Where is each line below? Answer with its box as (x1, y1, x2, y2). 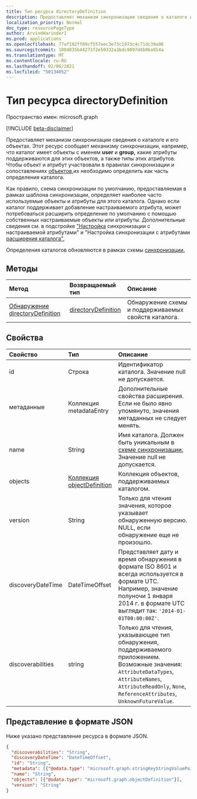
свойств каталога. (127, 313, 179, 321)
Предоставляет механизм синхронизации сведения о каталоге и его (6, 136, 179, 143)
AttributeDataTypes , (118, 667, 174, 676)
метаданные (9, 403, 45, 411)
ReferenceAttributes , (118, 689, 177, 697)
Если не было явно (118, 399, 172, 407)
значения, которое (118, 501, 172, 509)
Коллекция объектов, (118, 470, 179, 478)
